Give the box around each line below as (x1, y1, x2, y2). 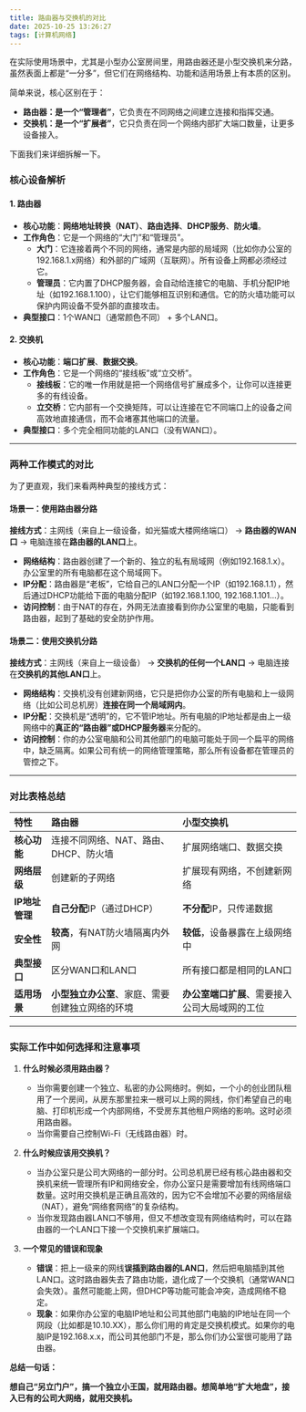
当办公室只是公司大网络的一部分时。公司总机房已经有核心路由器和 (36, 1167, 284, 1178)
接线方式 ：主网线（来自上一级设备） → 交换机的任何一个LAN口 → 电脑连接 (9, 658, 290, 669)
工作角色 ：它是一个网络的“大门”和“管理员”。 (22, 232, 189, 243)
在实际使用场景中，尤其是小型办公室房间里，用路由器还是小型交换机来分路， (9, 57, 297, 67)
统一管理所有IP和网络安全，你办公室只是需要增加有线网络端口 (60, 1178, 291, 1189)
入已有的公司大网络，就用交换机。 (9, 1393, 138, 1403)
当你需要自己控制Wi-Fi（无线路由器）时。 (36, 1128, 193, 1138)
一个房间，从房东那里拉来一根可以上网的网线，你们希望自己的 (52, 1094, 284, 1105)
